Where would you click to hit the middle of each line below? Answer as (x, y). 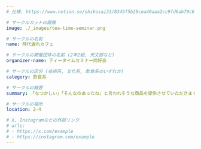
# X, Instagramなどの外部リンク (43, 120)
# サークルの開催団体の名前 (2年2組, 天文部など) (60, 55)
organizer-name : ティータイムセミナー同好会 (57, 61)
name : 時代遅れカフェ (30, 44)
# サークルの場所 (25, 104)
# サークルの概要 (25, 88)
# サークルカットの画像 (31, 22)
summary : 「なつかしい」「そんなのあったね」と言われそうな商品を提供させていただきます (102, 93)
